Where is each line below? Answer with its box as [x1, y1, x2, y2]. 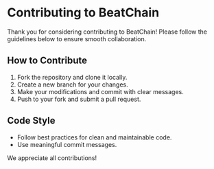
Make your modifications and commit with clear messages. [16, 87, 184, 95]
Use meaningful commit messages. [16, 140, 117, 148]
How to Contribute [7, 55, 88, 67]
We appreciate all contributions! [7, 153, 97, 162]
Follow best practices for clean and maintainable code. [16, 133, 172, 142]
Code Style [7, 115, 56, 126]
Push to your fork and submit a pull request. [16, 95, 141, 103]
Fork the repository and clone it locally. [16, 73, 128, 81]
